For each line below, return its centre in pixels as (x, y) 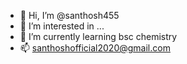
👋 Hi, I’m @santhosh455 (69, 15)
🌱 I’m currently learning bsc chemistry (98, 36)
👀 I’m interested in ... (62, 26)
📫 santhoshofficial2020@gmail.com (95, 48)
